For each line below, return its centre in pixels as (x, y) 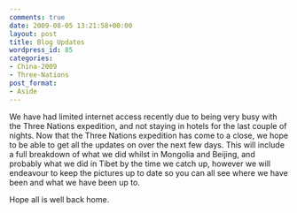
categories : (31, 58)
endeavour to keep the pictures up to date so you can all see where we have (148, 172)
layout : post (33, 34)
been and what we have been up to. (74, 182)
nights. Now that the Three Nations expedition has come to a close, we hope (149, 135)
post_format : (33, 83)
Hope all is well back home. (59, 199)
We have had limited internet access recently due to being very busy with (143, 117)
